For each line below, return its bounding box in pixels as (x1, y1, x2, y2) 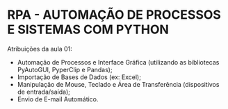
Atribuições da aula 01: (7, 44, 73, 53)
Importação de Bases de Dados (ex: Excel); (17, 73, 141, 81)
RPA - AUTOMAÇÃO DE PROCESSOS (7, 7, 221, 23)
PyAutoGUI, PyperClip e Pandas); (17, 65, 113, 74)
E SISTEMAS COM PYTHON (7, 22, 169, 37)
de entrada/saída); (17, 87, 71, 96)
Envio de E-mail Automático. (17, 94, 99, 103)
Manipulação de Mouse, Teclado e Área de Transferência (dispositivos (17, 80, 220, 88)
